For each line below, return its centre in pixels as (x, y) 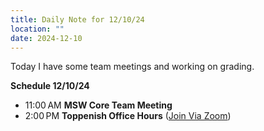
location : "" (37, 29)
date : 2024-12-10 (46, 38)
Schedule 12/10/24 (50, 86)
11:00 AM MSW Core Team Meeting (98, 105)
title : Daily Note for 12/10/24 (77, 19)
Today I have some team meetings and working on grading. (132, 67)
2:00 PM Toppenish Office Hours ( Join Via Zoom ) (128, 116)
